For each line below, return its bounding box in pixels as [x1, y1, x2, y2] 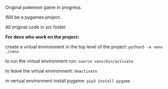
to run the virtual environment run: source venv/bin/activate [5, 58, 134, 64]
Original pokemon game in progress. [5, 5, 82, 10]
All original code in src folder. [5, 24, 67, 30]
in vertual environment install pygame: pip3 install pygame [5, 78, 130, 83]
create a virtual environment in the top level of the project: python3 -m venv [5, 44, 163, 50]
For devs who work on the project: [5, 34, 80, 40]
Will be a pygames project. [5, 14, 61, 20]
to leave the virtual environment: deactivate [5, 68, 98, 74]
